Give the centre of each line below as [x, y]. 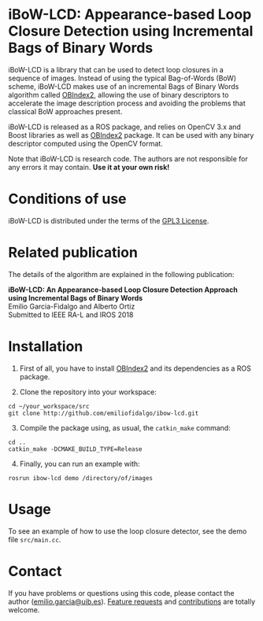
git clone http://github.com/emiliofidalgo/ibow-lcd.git [104, 413]
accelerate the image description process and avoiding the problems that [127, 103]
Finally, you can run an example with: [80, 464]
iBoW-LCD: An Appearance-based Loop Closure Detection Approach [123, 290]
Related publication [73, 253]
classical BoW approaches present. [65, 111]
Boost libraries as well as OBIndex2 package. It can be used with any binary [131, 135]
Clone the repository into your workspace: [88, 392]
